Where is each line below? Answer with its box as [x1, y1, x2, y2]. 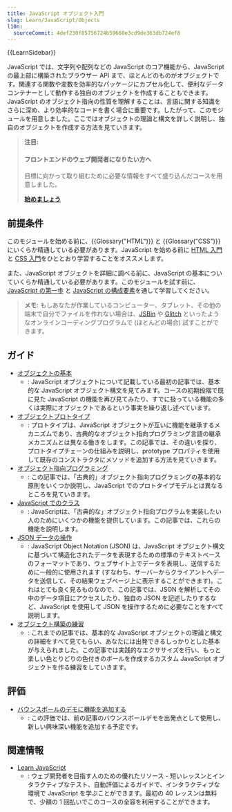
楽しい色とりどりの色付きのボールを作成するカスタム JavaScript [27, 655, 211, 663]
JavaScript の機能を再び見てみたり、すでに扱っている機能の [47, 395, 219, 404]
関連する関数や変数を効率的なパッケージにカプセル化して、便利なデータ [18, 80, 224, 89]
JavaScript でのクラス [17, 499, 80, 507]
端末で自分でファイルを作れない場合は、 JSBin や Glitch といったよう [23, 309, 220, 318]
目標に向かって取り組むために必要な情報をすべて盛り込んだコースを [23, 172, 217, 180]
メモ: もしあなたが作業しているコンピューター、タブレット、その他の [23, 301, 222, 309]
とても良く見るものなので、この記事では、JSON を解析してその [39, 586, 221, 594]
